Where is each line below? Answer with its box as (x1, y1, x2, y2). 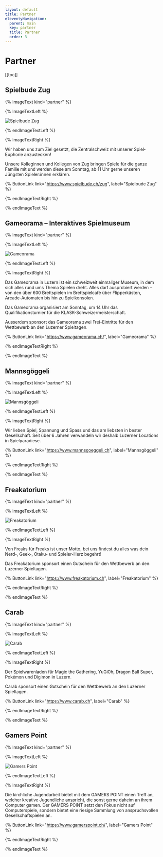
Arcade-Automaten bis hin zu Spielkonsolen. (5, 295, 94, 301)
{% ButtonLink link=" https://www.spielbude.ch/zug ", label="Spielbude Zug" (5, 180, 157, 186)
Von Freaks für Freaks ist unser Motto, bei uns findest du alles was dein (5, 546, 148, 552)
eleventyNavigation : (5, 16, 47, 21)
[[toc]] (5, 71, 18, 77)
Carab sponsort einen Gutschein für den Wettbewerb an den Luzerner (5, 683, 145, 689)
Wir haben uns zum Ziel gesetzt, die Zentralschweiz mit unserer (5, 146, 133, 152)
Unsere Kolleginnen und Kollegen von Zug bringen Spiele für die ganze (5, 161, 147, 167)
